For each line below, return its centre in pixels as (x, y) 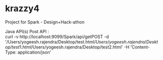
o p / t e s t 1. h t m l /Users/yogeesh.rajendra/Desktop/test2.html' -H (67, 47)
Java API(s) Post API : (27, 31)
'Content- (140, 47)
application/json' (34, 52)
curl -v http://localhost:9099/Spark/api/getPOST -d (57, 37)
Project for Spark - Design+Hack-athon (45, 22)
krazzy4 (22, 9)
